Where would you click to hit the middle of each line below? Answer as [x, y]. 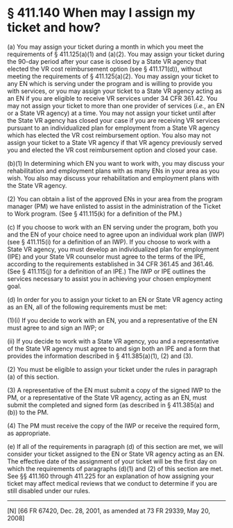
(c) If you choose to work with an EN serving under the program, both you [113, 227]
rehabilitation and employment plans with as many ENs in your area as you [113, 171]
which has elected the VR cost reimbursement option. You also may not [109, 135]
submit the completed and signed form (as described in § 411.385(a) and [111, 404]
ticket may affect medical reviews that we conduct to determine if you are [112, 483]
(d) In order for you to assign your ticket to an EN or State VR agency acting [115, 299]
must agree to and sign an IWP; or [56, 327]
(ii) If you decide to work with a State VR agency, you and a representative [113, 341]
